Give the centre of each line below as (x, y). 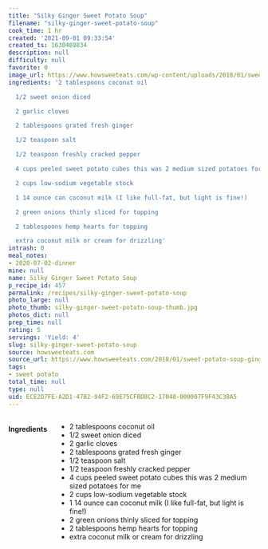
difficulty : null (37, 61)
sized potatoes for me (105, 486)
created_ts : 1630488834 (48, 45)
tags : (17, 367)
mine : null (26, 271)
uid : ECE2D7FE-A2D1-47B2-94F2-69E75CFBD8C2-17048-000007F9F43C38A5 (123, 397)
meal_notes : (28, 256)
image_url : (26, 75)
